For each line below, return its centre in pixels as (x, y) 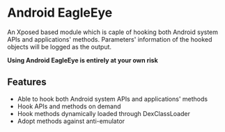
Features (27, 82)
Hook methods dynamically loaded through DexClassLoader (103, 113)
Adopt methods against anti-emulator (71, 121)
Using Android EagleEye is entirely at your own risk (83, 60)
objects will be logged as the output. (60, 47)
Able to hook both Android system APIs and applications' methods (112, 99)
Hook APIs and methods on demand (69, 106)
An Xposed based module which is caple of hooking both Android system (113, 32)
